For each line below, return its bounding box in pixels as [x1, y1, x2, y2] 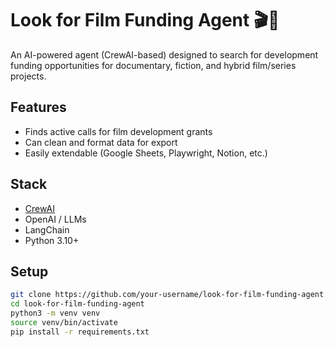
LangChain [24, 223, 70, 236]
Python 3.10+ [24, 234, 80, 246]
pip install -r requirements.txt [10, 327, 150, 337]
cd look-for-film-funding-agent [10, 299, 145, 309]
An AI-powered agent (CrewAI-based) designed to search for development [10, 48, 319, 61]
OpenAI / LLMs [24, 213, 87, 225]
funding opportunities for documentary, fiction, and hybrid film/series [10, 59, 297, 71]
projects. [10, 70, 47, 82]
